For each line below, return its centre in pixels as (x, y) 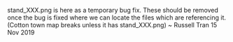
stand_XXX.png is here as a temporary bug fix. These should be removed (113, 10)
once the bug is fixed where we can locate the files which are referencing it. (116, 17)
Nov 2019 (21, 32)
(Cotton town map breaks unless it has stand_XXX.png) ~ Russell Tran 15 (112, 25)
